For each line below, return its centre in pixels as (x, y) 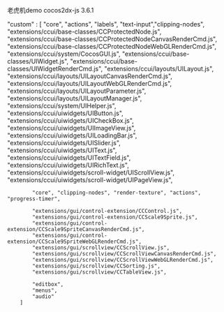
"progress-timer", (34, 199)
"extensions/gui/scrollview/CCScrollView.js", (101, 248)
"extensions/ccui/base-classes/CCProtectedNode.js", (84, 31)
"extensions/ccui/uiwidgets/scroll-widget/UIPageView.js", (90, 180)
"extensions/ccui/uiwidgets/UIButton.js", (65, 113)
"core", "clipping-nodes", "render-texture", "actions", (117, 193)
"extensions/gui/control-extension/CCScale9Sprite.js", (115, 217)
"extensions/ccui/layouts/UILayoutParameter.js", (77, 91)
